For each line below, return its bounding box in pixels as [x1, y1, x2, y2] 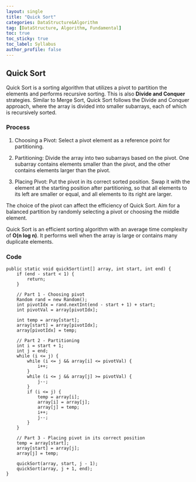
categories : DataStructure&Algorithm [6, 19, 98, 25]
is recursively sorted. [6, 109, 57, 116]
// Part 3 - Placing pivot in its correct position [16, 435, 145, 441]
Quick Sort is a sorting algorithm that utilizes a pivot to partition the [6, 84, 167, 91]
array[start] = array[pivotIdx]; [16, 323, 98, 329]
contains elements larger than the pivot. [14, 166, 111, 173]
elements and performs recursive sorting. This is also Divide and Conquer [6, 90, 185, 97]
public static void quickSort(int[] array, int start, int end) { [6, 266, 171, 272]
